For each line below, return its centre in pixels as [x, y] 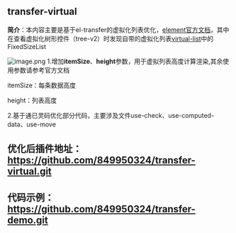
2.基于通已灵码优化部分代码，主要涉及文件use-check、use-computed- [111, 115]
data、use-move [32, 124]
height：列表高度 [32, 100]
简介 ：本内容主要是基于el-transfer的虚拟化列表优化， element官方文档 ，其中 [118, 29]
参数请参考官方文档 [41, 70]
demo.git [28, 220]
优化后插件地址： [45, 149]
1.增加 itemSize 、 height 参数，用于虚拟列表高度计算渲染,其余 [135, 61]
